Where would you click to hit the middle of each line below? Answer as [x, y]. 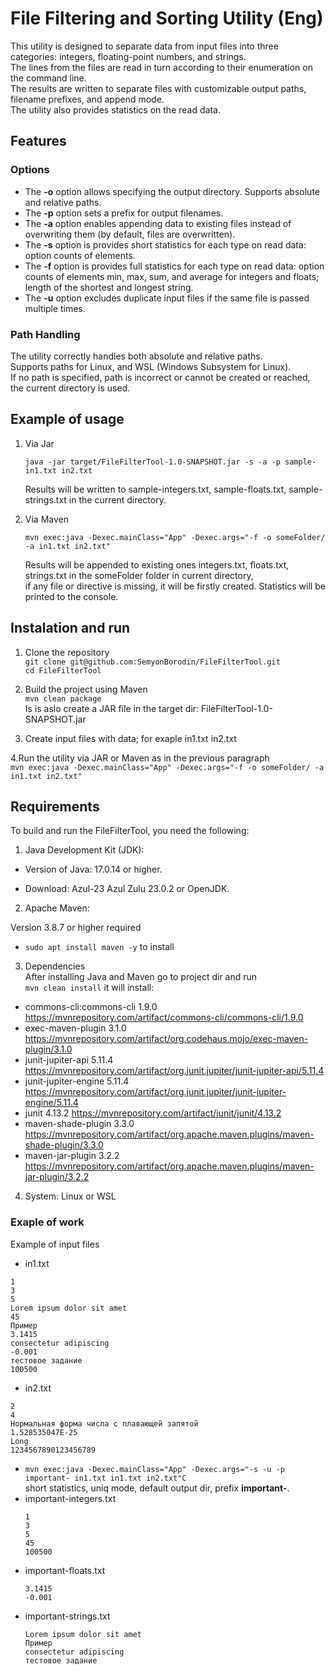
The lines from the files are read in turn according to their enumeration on [161, 67]
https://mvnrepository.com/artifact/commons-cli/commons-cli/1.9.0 [164, 1018]
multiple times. [55, 308]
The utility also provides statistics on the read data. [115, 109]
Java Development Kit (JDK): [84, 850]
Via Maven [46, 519]
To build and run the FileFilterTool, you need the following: [130, 831]
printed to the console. [71, 596]
